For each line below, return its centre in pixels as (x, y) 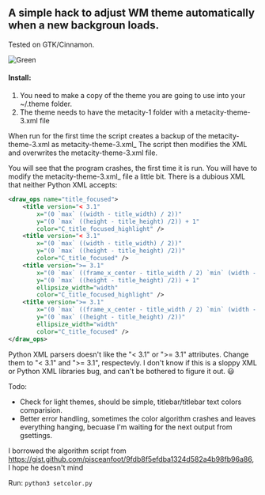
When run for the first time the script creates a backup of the (108, 136)
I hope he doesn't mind (46, 467)
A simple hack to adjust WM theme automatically (132, 13)
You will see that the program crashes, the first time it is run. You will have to (133, 168)
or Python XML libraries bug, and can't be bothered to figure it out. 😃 (121, 371)
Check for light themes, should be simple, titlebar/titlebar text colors (131, 402)
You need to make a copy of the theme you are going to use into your (132, 96)
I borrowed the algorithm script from (67, 451)
